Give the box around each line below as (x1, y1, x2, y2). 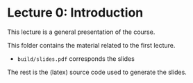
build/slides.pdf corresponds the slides (17, 54, 135, 63)
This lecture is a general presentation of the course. (7, 28, 156, 36)
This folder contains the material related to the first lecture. (7, 41, 176, 49)
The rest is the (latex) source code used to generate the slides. (7, 68, 187, 76)
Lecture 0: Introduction (7, 5, 144, 21)
